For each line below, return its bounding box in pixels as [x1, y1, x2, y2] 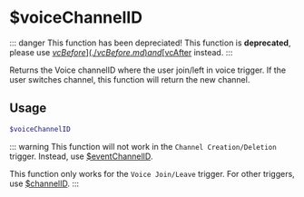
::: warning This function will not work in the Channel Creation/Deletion [9, 141, 277, 152]
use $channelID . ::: [9, 178, 80, 189]
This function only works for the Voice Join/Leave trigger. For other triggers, [9, 168, 295, 179]
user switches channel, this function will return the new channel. [9, 74, 250, 84]
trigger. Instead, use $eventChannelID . [9, 151, 153, 162]
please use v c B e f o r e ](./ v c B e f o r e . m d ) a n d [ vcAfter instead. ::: [9, 46, 233, 57]
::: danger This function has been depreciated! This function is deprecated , [9, 37, 291, 48]
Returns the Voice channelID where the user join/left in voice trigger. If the [9, 64, 287, 75]
